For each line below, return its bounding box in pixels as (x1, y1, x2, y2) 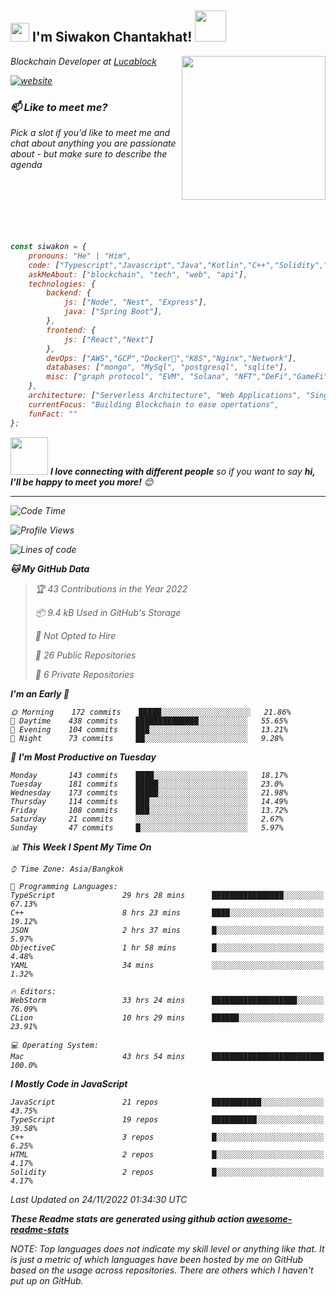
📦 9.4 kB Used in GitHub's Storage (34, 606, 182, 618)
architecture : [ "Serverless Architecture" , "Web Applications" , (28, 391, 302, 401)
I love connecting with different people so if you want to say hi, (49, 465, 316, 477)
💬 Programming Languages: (10, 881, 118, 891)
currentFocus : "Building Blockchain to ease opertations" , (28, 399, 280, 410)
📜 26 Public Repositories (34, 649, 137, 661)
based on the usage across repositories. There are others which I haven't (10, 1264, 314, 1276)
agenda (10, 159, 43, 171)
